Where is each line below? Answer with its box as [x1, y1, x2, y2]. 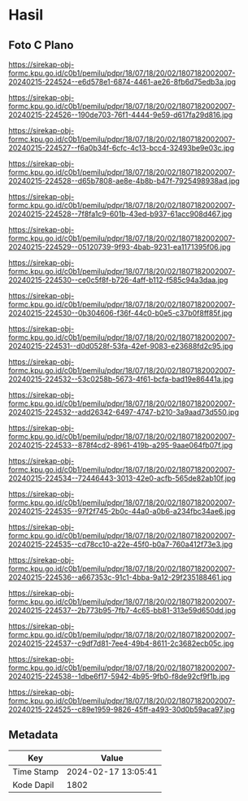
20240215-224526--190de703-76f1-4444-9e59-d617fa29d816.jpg [8, 110, 233, 120]
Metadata [8, 728, 59, 742]
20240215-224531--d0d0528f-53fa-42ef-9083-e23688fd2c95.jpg [8, 342, 233, 350]
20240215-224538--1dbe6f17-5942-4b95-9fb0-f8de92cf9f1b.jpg [8, 672, 230, 681]
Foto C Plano [8, 38, 74, 52]
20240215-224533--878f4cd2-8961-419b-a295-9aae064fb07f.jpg [8, 441, 233, 450]
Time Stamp [12, 766, 59, 777]
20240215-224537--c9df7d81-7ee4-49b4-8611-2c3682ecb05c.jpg [8, 638, 234, 648]
